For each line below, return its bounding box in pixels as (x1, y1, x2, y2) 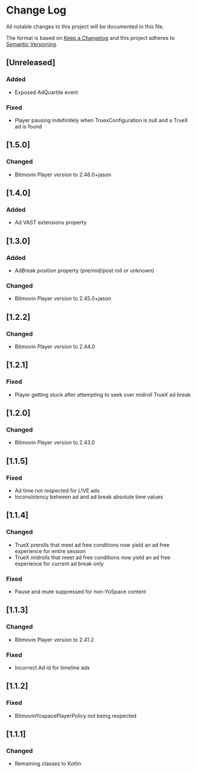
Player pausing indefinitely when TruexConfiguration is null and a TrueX (14, 116, 188, 123)
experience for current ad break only (14, 560, 104, 567)
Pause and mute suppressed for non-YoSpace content (14, 588, 146, 595)
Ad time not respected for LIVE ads (14, 487, 100, 494)
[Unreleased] (6, 58, 56, 68)
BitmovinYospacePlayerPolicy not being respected (14, 712, 137, 719)
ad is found (14, 123, 42, 130)
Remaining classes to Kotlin (14, 760, 81, 767)
